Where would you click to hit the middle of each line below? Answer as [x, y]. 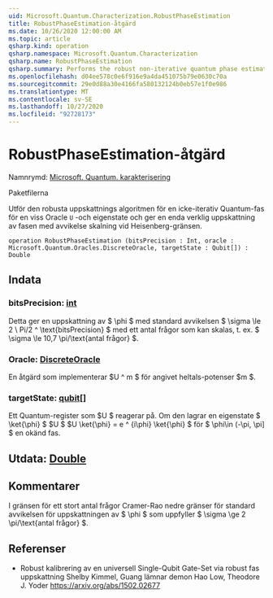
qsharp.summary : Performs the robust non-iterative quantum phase [123, 69]
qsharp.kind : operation [49, 46]
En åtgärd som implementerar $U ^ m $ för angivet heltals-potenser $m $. [132, 377]
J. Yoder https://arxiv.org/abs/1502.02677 [90, 586]
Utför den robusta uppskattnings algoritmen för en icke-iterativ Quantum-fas [136, 208]
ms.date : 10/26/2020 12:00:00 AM [65, 31]
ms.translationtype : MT [49, 92]
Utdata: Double [48, 458]
